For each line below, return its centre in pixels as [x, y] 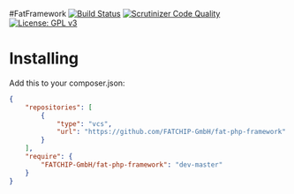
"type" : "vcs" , [84, 123]
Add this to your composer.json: [67, 83]
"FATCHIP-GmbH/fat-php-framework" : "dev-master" [132, 164]
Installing [44, 59]
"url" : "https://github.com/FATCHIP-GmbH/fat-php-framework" [171, 132]
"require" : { [49, 157]
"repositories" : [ [59, 107]
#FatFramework [38, 14]
